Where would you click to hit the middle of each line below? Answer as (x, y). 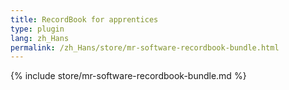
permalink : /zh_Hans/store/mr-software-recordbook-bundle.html (145, 47)
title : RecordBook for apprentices (84, 19)
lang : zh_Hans (40, 38)
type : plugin (37, 29)
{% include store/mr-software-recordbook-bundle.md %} (128, 76)
